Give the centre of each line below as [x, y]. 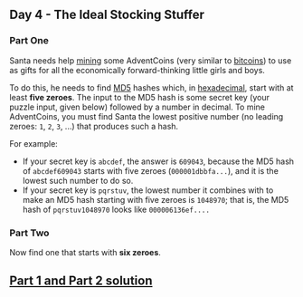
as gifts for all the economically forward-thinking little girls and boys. [137, 70]
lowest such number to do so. [78, 180]
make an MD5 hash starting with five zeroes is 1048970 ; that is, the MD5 [156, 199]
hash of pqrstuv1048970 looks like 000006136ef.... [116, 209]
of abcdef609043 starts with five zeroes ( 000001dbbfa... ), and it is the [150, 170]
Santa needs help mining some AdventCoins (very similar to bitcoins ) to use [151, 60]
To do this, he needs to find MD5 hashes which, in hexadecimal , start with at [151, 87]
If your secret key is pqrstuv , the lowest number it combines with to [148, 190]
